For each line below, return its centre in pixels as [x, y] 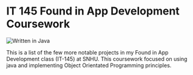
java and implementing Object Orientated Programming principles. [89, 65]
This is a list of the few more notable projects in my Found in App [87, 52]
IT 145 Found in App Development [93, 11]
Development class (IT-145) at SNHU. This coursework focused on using [97, 59]
